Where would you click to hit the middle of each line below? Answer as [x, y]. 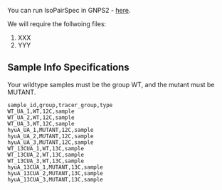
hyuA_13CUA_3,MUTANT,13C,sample [55, 179]
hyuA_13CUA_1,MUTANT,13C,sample [55, 167]
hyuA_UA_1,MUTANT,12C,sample [51, 130]
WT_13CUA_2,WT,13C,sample [46, 155]
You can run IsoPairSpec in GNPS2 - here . [69, 10]
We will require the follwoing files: [57, 24]
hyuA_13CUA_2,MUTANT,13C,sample [55, 173]
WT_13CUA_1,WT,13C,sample [46, 148]
